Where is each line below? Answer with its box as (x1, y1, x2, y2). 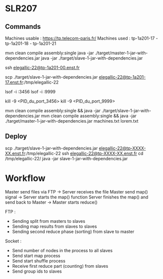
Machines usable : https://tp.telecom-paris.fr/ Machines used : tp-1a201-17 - (5, 35, 158, 41)
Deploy (5, 132, 27, 141)
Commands (5, 22, 41, 31)
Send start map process (12, 253, 61, 258)
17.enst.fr (5, 79, 23, 85)
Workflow (5, 173, 46, 184)
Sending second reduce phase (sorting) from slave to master (12, 228, 135, 235)
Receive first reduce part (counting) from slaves (12, 263, 109, 269)
